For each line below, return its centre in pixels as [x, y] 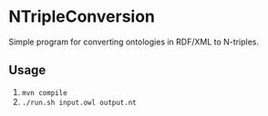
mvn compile [44, 92]
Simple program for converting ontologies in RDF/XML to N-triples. [134, 42]
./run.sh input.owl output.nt [79, 102]
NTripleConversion [82, 17]
